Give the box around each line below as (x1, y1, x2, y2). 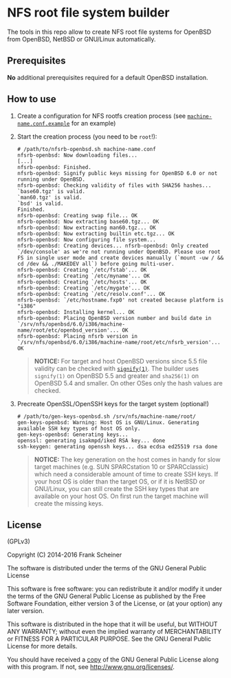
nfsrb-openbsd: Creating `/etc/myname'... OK (16, 272, 150, 279)
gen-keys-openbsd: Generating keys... (16, 431, 129, 438)
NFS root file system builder (7, 5, 170, 21)
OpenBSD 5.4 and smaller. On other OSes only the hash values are (34, 379, 223, 387)
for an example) (71, 119, 116, 127)
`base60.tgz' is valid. (16, 188, 86, 195)
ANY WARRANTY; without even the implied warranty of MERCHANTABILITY (7, 628, 222, 636)
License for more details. (7, 642, 78, 650)
